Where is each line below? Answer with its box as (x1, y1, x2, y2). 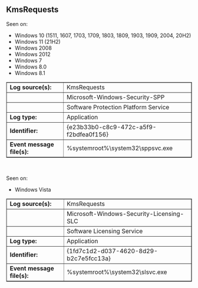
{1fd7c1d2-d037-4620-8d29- (67, 247, 158, 255)
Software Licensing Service (67, 227, 143, 235)
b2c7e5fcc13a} (67, 254, 111, 262)
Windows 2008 (14, 44, 52, 51)
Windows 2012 (14, 50, 51, 58)
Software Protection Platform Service (67, 103, 170, 111)
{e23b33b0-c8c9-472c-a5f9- (67, 123, 157, 131)
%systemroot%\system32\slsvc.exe (67, 268, 167, 276)
